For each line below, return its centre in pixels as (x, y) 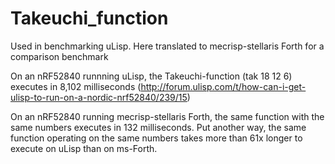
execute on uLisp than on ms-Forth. (84, 148)
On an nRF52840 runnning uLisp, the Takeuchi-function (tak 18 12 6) (151, 76)
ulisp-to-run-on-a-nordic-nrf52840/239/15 (99, 97)
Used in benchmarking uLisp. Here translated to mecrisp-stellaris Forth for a (167, 46)
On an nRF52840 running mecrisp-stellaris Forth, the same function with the (167, 116)
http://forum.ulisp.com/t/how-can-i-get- (223, 86)
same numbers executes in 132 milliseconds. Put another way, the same (158, 127)
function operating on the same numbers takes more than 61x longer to (156, 138)
